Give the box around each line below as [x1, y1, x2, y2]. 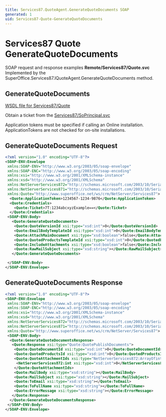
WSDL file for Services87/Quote [5, 103, 71, 109]
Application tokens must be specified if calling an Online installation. [5, 122, 144, 128]
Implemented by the [5, 70, 46, 76]
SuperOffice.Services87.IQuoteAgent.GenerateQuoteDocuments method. [5, 75, 154, 81]
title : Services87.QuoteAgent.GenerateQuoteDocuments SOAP [5, 7, 129, 12]
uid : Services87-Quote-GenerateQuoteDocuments [5, 16, 103, 21]
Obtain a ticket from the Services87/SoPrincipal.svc [5, 112, 110, 118]
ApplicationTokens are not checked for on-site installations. [5, 127, 126, 133]
